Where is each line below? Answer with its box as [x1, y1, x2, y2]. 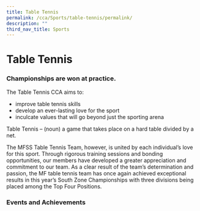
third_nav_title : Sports [6, 26, 70, 33]
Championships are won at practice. [6, 74, 116, 83]
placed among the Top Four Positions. [6, 182, 102, 190]
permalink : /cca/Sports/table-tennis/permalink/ [6, 15, 133, 21]
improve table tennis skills [15, 100, 81, 107]
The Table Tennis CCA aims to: [6, 88, 84, 96]
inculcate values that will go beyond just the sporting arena [15, 113, 164, 120]
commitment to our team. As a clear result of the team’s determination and [6, 163, 194, 171]
